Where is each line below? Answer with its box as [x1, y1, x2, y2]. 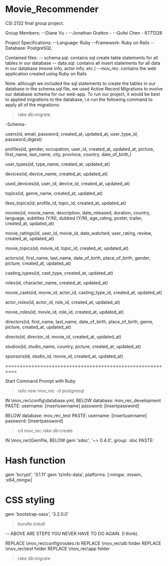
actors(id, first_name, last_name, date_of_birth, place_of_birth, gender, [5, 255, 151, 261]
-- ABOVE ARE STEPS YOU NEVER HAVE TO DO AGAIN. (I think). [5, 530, 139, 536]
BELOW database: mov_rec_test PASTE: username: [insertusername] [5, 412, 147, 418]
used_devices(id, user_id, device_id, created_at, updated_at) [5, 180, 130, 186]
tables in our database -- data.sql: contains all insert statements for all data [5, 60, 160, 66]
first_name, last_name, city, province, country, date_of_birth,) [5, 151, 132, 157]
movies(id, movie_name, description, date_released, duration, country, [5, 209, 151, 215]
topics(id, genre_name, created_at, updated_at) [5, 190, 103, 196]
